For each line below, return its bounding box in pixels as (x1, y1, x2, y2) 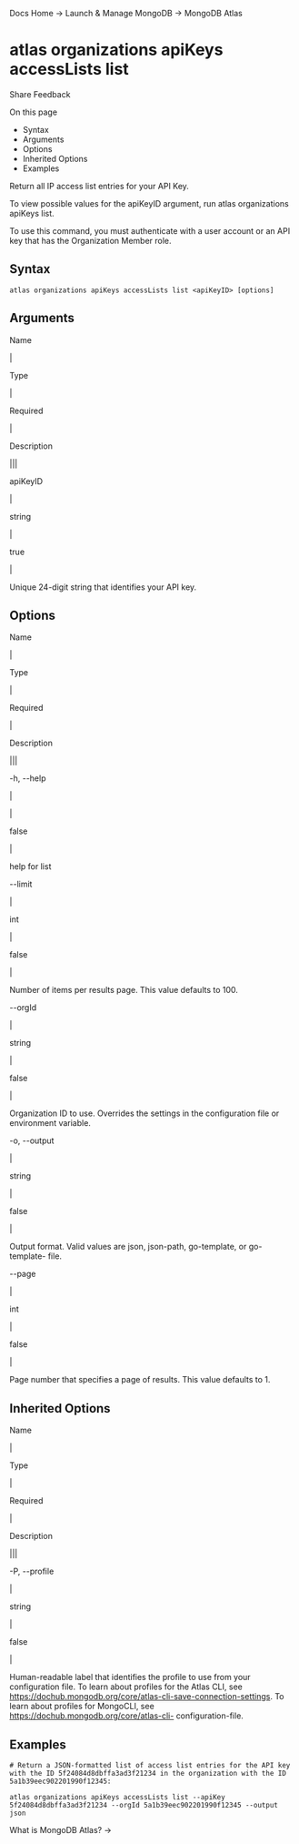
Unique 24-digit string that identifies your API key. (9, 582, 197, 593)
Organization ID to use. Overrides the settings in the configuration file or (9, 1108, 280, 1119)
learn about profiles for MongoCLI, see (9, 1701, 154, 1712)
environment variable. (9, 1118, 91, 1129)
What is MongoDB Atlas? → (9, 1825, 112, 1835)
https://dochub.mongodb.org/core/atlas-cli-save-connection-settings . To (9, 1691, 284, 1702)
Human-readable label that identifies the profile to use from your (9, 1672, 252, 1683)
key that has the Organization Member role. (9, 235, 172, 246)
